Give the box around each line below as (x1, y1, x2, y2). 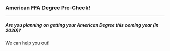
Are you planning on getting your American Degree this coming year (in (5, 22, 159, 28)
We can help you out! (5, 40, 50, 46)
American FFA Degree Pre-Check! (5, 4, 90, 11)
